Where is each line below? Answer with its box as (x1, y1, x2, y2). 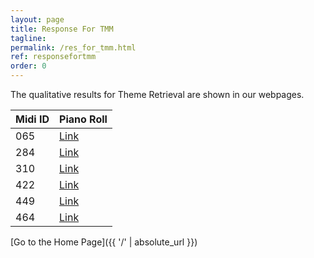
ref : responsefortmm (10, 52, 97, 62)
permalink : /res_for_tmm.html (10, 42, 137, 53)
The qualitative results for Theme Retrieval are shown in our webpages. (10, 89, 305, 100)
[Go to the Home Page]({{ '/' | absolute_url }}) (10, 236, 198, 248)
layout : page (10, 14, 65, 25)
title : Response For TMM (10, 24, 114, 34)
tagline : (10, 33, 47, 43)
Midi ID (15, 112, 50, 126)
